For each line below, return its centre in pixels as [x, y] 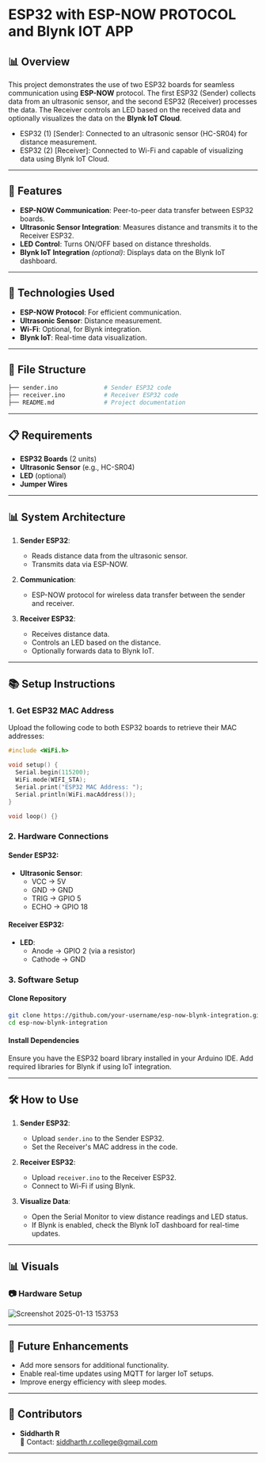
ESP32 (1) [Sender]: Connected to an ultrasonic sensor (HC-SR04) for [133, 133]
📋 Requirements [50, 436]
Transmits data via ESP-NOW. [80, 564]
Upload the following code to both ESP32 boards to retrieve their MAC [123, 728]
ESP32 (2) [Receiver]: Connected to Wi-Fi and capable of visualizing [131, 150]
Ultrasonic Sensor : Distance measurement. [91, 320]
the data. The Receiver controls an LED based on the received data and [125, 110]
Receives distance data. [70, 634]
